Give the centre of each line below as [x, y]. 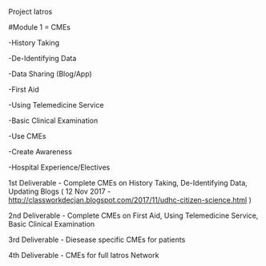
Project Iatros [30, 12]
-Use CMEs [27, 136]
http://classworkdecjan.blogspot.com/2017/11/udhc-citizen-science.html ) [130, 200]
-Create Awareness [40, 151]
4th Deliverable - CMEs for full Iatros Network [84, 255]
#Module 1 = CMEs [39, 27]
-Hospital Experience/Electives [59, 167]
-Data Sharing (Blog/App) [50, 74]
